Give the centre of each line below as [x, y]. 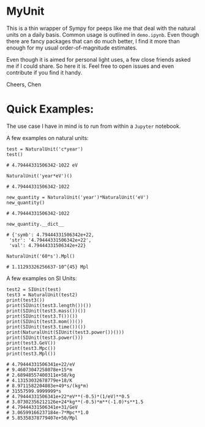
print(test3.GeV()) [31, 343]
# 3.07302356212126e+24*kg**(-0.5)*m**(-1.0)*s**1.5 [75, 402]
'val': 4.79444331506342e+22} [47, 245]
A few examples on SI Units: [42, 278]
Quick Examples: [50, 109]
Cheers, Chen [24, 84]
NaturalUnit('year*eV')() [39, 176]
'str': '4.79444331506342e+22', [50, 240]
